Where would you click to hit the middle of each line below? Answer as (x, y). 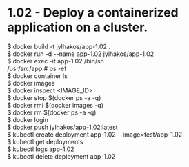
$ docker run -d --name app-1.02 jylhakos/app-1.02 (81, 54)
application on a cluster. (78, 27)
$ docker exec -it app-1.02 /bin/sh (56, 61)
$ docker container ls (37, 76)
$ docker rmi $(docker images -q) (56, 105)
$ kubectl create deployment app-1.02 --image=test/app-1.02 (95, 134)
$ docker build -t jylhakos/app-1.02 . (59, 46)
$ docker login (28, 119)
